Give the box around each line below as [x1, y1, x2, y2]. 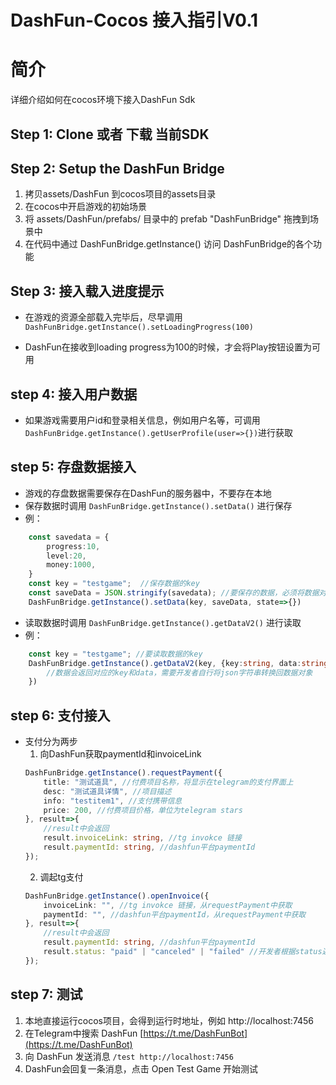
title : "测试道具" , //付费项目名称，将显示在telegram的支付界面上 [43, 777, 294, 787]
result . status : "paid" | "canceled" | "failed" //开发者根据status [43, 947, 323, 957]
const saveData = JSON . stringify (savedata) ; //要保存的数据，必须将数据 [28, 588, 320, 598]
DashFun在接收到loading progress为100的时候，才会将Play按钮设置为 [24, 341, 313, 353]
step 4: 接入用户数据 [10, 386, 138, 403]
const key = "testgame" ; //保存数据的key [28, 579, 200, 589]
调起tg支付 [39, 871, 84, 883]
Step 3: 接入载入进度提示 [10, 282, 165, 300]
